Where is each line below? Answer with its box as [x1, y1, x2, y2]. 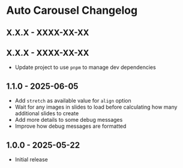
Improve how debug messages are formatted [14, 122, 127, 130]
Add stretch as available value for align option [14, 97, 131, 104]
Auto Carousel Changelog [6, 4, 138, 17]
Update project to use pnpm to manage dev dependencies [14, 64, 156, 71]
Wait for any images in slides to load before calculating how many [14, 103, 178, 111]
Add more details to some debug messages [14, 116, 123, 124]
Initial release [14, 156, 48, 163]
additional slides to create [14, 110, 79, 117]
